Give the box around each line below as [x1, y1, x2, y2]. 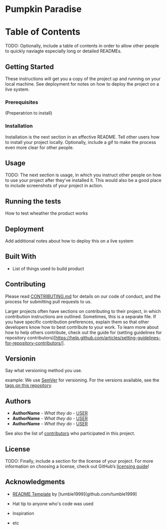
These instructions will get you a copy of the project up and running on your [5, 76, 161, 82]
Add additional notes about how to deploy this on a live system [5, 238, 134, 244]
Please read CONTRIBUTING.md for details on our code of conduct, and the [5, 293, 161, 299]
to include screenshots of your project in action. [5, 183, 103, 189]
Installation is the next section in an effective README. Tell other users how [5, 133, 160, 140]
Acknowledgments [5, 478, 66, 486]
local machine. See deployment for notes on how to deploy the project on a [5, 81, 159, 87]
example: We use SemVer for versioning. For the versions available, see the [5, 377, 160, 383]
